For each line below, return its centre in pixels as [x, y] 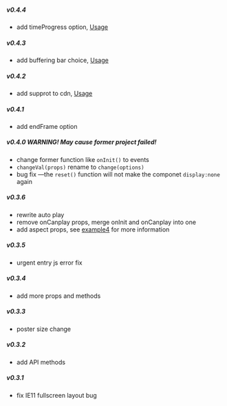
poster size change [44, 329]
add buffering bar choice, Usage [63, 60]
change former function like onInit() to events [83, 159]
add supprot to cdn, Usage [54, 93]
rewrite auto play [40, 214]
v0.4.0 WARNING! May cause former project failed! [82, 142]
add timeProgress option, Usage [62, 27]
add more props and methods [58, 296]
